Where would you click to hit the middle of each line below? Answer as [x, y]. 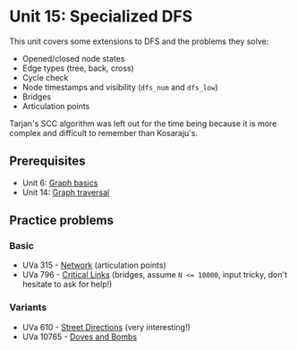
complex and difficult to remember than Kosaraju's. [104, 132]
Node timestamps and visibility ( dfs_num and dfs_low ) [120, 87]
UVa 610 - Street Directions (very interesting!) [106, 327]
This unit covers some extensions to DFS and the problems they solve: [139, 41]
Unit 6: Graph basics [60, 183]
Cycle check [45, 77]
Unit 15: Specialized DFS [101, 17]
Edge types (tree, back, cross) [78, 68]
